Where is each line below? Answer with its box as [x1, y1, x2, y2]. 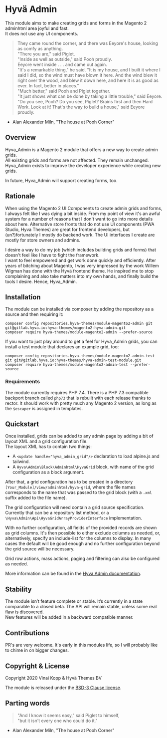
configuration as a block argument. [12, 469, 85, 475]
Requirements [5, 378, 40, 385]
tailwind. [12, 459, 30, 465]
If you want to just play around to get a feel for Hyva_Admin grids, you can [5, 338, 158, 345]
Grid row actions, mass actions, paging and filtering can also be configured [5, 555, 160, 562]
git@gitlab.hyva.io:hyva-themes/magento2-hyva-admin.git [5, 325, 126, 330]
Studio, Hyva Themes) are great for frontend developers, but [5, 226, 130, 233]
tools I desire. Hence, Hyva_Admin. [5, 278, 77, 284]
